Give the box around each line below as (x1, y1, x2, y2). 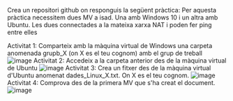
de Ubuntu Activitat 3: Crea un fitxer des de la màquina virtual (7, 64, 211, 72)
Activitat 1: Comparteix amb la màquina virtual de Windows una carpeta (7, 42, 213, 49)
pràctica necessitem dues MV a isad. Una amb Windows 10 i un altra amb (7, 13, 218, 22)
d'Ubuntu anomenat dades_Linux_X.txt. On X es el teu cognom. (7, 71, 190, 79)
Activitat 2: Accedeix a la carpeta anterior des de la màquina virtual (33, 56, 227, 65)
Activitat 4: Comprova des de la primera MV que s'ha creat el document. (7, 79, 216, 86)
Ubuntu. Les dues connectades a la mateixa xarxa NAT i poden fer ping (7, 21, 212, 29)
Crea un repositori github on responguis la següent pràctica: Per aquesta (7, 6, 217, 14)
